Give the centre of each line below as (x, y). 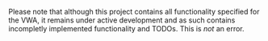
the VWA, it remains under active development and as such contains (122, 20)
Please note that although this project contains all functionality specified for (134, 12)
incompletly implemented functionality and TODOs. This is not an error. (126, 29)
